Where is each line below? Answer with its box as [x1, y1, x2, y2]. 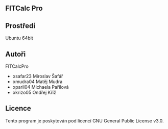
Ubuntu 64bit [5, 35, 33, 41]
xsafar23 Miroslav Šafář [12, 73, 63, 80]
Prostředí [5, 21, 36, 30]
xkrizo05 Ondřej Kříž [12, 89, 56, 96]
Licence [5, 104, 32, 113]
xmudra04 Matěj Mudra [12, 79, 63, 85]
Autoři [5, 49, 26, 58]
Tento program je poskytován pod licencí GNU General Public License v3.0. [5, 117, 164, 124]
